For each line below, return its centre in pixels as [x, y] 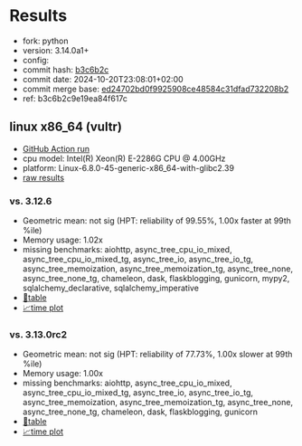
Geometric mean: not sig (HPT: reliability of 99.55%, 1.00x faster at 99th [157, 221]
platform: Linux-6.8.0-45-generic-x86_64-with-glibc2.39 [128, 167]
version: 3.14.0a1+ [56, 50]
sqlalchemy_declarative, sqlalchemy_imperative [110, 288]
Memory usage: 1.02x [63, 240]
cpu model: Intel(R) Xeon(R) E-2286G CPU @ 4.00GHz [124, 158]
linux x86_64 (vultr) [66, 127]
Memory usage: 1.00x [63, 374]
